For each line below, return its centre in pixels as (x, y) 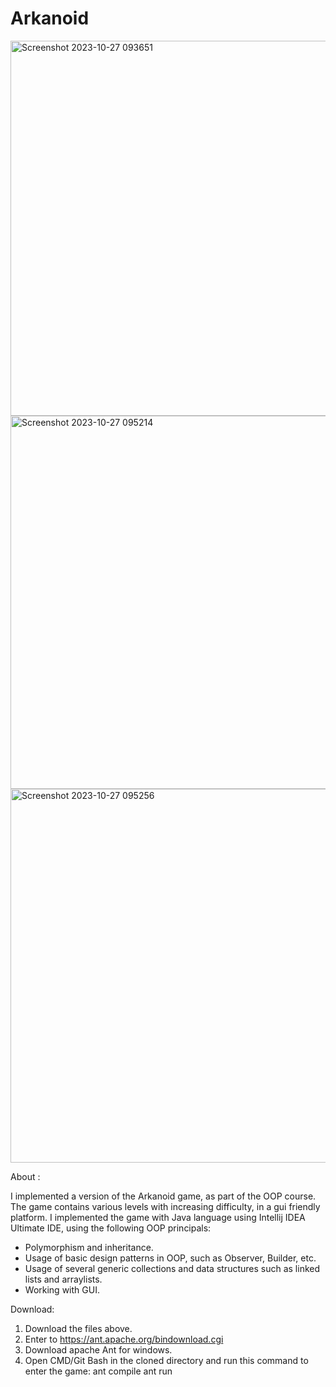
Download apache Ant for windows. (98, 1349)
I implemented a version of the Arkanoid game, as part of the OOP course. (163, 1196)
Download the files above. (78, 1328)
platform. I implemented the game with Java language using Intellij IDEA (158, 1217)
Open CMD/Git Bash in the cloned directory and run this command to (166, 1360)
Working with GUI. (62, 1289)
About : (25, 1176)
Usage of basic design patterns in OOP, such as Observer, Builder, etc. (170, 1258)
